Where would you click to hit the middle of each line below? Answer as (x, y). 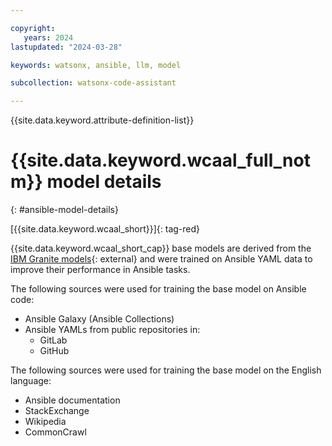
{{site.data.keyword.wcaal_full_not (160, 160)
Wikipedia (45, 422)
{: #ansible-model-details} (64, 210)
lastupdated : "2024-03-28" (66, 47)
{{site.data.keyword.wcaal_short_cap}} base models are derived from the (161, 248)
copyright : (33, 28)
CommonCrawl (55, 432)
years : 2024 (48, 37)
